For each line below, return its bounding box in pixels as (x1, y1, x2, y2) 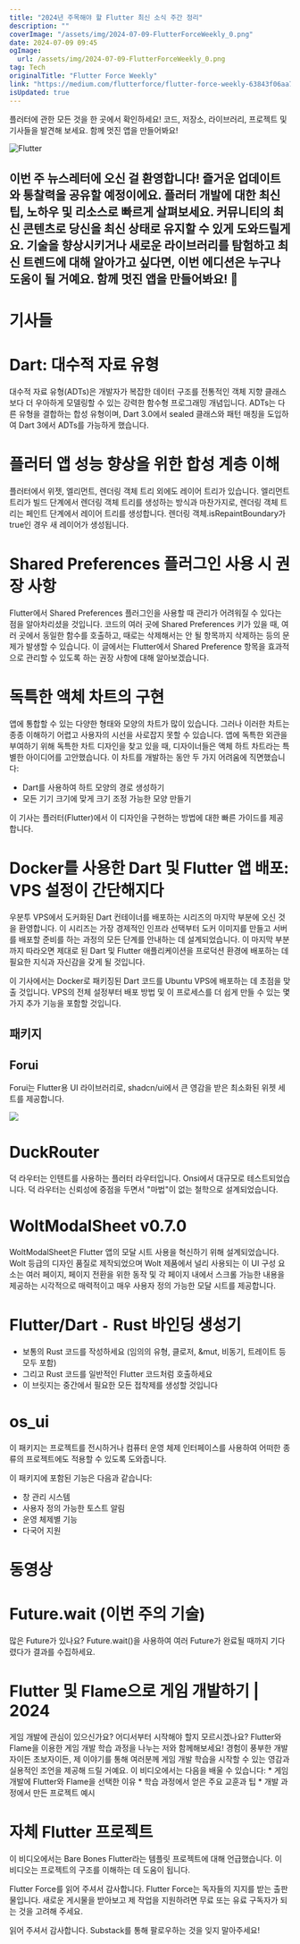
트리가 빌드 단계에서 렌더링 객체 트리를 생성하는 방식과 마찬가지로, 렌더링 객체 (9, 497, 279, 507)
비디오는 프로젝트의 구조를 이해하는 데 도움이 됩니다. (9, 1864, 190, 1875)
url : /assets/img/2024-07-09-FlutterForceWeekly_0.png (17, 55, 226, 64)
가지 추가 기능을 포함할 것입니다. (9, 997, 122, 1008)
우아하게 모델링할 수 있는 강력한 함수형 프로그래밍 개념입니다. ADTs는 (35, 397, 277, 408)
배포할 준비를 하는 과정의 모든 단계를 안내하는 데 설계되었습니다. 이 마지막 (18, 934, 274, 945)
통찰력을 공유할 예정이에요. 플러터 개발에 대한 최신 (22, 187, 281, 202)
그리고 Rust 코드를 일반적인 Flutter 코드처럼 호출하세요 (21, 1368, 212, 1379)
